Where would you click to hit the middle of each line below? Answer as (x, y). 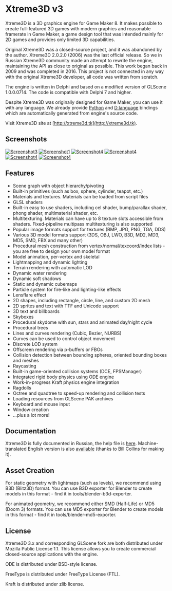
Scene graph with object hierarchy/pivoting (58, 186)
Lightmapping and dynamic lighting (50, 262)
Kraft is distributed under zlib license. (45, 584)
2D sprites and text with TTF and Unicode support (66, 306)
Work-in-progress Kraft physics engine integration (66, 382)
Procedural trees (30, 327)
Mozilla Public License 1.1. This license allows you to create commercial (81, 549)
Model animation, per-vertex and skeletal (56, 256)
